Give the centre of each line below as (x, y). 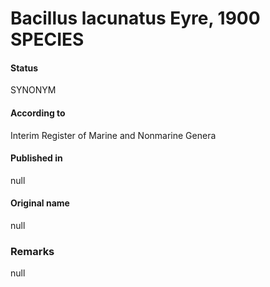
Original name (40, 203)
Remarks (32, 251)
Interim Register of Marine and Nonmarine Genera (113, 135)
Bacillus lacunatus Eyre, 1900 (135, 18)
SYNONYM (33, 90)
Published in (36, 158)
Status (24, 68)
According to (38, 113)
